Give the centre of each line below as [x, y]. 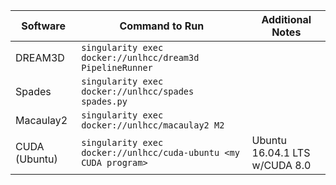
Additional [286, 19]
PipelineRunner [117, 67]
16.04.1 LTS [281, 152]
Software [43, 26]
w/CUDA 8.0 [281, 165]
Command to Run [162, 26]
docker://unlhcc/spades [138, 91]
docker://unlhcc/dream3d [140, 57]
